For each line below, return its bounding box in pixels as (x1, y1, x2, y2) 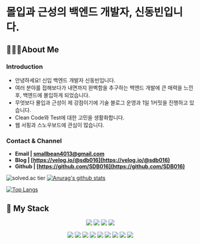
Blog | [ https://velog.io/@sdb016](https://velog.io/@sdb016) (14, 156, 170, 164)
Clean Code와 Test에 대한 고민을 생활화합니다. (14, 114, 125, 121)
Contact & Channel (6, 137, 62, 145)
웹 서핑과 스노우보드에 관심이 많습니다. (14, 121, 104, 128)
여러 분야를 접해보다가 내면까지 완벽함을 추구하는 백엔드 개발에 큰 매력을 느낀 (14, 84, 194, 91)
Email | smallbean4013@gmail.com (14, 150, 104, 157)
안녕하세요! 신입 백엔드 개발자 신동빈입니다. (14, 76, 116, 84)
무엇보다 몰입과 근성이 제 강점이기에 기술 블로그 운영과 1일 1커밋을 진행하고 (14, 99, 188, 106)
